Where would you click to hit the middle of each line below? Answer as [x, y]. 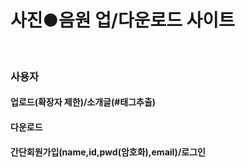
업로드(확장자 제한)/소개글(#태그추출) [83, 102]
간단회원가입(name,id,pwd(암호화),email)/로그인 [108, 152]
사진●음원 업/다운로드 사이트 [122, 20]
